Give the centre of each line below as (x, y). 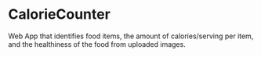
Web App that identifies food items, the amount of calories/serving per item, (131, 36)
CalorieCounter (60, 14)
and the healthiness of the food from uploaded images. (97, 44)
